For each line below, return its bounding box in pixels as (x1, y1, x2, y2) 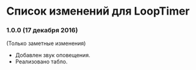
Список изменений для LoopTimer (6, 4, 191, 18)
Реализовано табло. (15, 58, 68, 65)
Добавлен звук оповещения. (15, 52, 90, 59)
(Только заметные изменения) (6, 40, 86, 47)
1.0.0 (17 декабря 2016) (6, 26, 78, 35)
